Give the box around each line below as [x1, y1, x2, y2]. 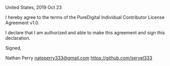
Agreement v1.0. [5, 20, 40, 26]
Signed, [5, 45, 21, 51]
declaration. [5, 35, 31, 41]
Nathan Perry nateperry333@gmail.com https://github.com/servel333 [5, 55, 153, 61]
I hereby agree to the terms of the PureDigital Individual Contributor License [5, 14, 165, 20]
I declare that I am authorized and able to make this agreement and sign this [5, 30, 165, 35]
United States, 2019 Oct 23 [5, 5, 62, 10]
